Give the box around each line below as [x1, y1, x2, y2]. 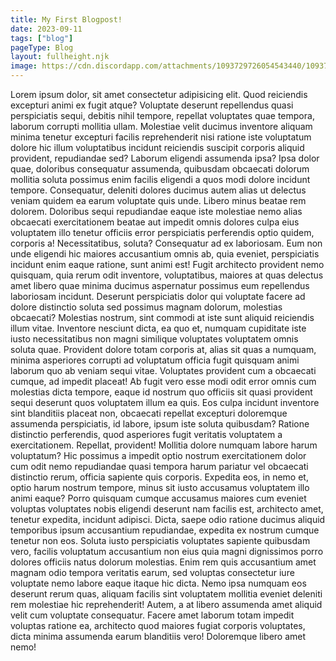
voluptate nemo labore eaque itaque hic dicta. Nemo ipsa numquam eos [10, 577, 307, 589]
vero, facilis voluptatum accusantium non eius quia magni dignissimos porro [10, 546, 324, 557]
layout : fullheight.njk [10, 52, 110, 62]
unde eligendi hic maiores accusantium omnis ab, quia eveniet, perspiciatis [10, 248, 320, 260]
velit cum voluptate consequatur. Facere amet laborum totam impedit [10, 609, 295, 621]
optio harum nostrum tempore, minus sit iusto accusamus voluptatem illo [10, 482, 310, 493]
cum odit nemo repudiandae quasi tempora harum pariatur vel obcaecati [10, 461, 309, 472]
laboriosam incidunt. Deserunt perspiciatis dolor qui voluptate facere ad [10, 291, 306, 302]
